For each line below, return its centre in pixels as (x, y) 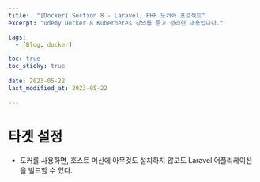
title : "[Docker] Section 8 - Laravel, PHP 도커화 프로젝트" (107, 15)
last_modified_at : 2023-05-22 (58, 88)
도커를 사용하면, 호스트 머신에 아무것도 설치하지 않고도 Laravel (116, 160)
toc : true (24, 59)
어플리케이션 (233, 160)
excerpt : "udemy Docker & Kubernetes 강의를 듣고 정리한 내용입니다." (116, 23)
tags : (17, 37)
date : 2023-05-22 (37, 81)
